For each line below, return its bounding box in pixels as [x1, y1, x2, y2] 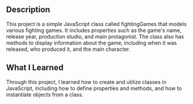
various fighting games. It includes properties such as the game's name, [6, 27, 182, 34]
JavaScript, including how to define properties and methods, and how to [6, 84, 182, 92]
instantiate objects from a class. [6, 91, 84, 98]
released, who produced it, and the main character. [6, 45, 131, 53]
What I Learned [6, 63, 64, 73]
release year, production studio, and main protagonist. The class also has [6, 32, 184, 40]
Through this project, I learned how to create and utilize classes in [6, 78, 166, 85]
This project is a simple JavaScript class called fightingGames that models [6, 20, 187, 27]
